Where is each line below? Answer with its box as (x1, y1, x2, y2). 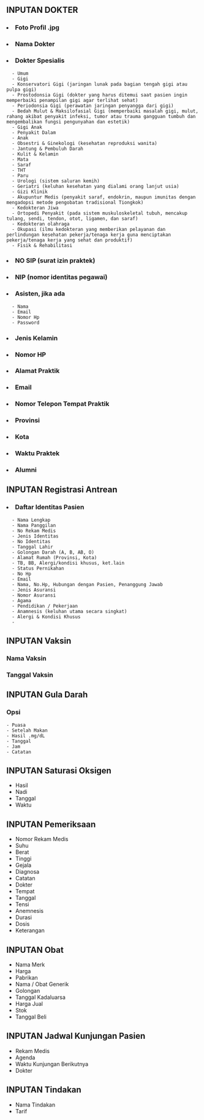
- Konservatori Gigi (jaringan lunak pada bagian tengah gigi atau (12, 81, 188, 87)
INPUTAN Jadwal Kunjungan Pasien (6, 1031, 146, 1041)
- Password (12, 319, 40, 326)
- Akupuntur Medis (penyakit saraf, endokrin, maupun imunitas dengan (12, 194, 196, 200)
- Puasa (6, 722, 26, 728)
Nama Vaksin (6, 654, 47, 662)
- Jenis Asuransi (12, 587, 56, 593)
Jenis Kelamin (15, 334, 58, 342)
